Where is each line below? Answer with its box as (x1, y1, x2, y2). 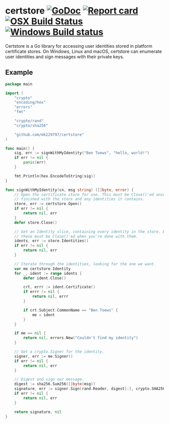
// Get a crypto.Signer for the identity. (14, 349, 105, 354)
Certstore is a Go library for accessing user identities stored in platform (5, 43, 152, 49)
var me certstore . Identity (14, 266, 71, 271)
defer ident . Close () (23, 275, 66, 281)
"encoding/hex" (14, 100, 46, 105)
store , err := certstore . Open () (14, 201, 82, 206)
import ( (5, 90, 24, 95)
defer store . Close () (14, 220, 57, 225)
